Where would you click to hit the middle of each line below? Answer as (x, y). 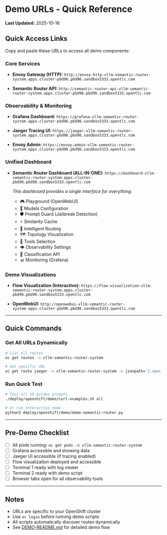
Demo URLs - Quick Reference (69, 9)
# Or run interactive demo (33, 408)
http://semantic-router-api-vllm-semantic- (104, 89)
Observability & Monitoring (39, 106)
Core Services (23, 63)
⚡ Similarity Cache (39, 221)
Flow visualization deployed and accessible (57, 462)
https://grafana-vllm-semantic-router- (98, 117)
